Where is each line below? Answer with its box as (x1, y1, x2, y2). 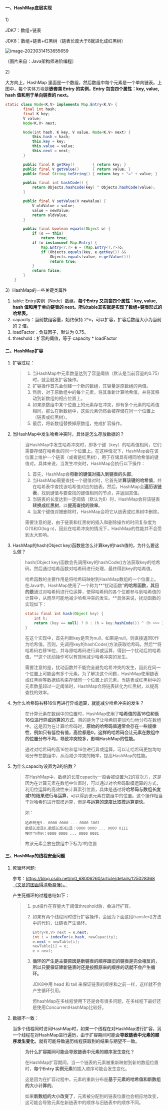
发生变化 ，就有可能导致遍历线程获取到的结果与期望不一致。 (16, 1038, 140, 1044)
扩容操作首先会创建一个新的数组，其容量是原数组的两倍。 (32, 383, 151, 389)
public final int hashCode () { (23, 180, 88, 185)
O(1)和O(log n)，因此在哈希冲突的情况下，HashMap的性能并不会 (24, 525, 157, 531)
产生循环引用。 (32, 987, 63, 993)
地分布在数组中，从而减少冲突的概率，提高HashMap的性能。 (24, 752, 150, 758)
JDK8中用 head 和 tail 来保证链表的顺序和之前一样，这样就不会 (32, 981, 161, 987)
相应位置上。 (58, 395, 85, 401)
